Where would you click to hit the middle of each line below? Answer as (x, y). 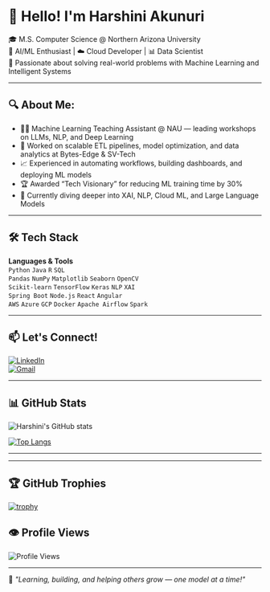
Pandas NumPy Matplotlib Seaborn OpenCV (74, 279)
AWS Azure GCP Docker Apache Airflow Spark (78, 304)
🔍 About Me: (41, 105)
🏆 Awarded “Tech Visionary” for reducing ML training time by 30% (131, 183)
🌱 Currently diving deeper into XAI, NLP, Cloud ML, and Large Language (139, 195)
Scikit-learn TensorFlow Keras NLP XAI (72, 287)
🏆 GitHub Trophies (57, 483)
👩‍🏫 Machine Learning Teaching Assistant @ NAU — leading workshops (138, 129)
